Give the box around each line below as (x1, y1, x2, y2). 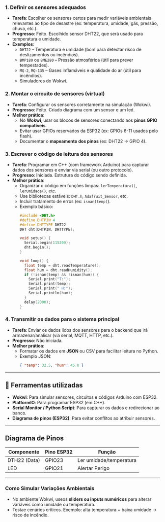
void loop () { (19, 258, 49, 263)
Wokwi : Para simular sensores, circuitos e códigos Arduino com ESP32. (12, 394, 158, 400)
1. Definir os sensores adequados (5, 4, 86, 11)
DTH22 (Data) (7, 457, 40, 464)
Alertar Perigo (77, 465, 110, 472)
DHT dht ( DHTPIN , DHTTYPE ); (19, 227, 75, 232)
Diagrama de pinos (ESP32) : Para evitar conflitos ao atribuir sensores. (12, 415, 155, 421)
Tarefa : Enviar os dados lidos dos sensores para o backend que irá (12, 327, 148, 333)
